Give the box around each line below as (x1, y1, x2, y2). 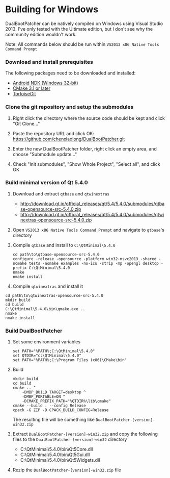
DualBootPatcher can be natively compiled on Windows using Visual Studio (5, 20, 163, 27)
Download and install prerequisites (5, 58, 93, 65)
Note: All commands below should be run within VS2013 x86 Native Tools (5, 41, 159, 47)
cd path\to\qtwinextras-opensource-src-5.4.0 (5, 293, 103, 298)
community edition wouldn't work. (5, 31, 77, 37)
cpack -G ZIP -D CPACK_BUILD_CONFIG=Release (12, 408, 109, 413)
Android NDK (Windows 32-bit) (12, 80, 78, 86)
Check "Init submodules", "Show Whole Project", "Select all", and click (12, 161, 160, 167)
